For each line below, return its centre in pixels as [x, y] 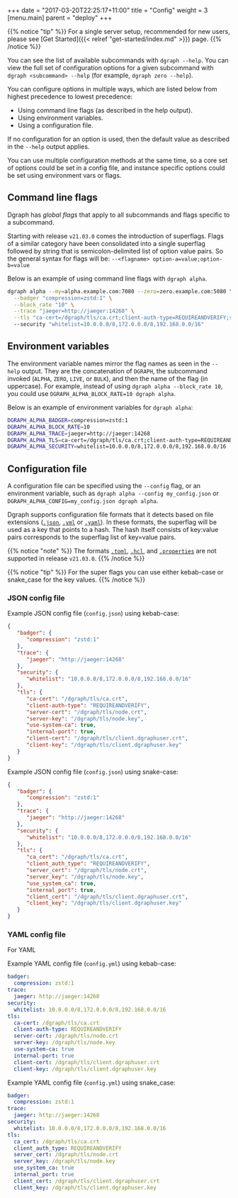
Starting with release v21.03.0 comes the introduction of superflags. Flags [116, 236]
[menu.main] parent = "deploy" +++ [59, 18]
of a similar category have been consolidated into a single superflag [106, 243]
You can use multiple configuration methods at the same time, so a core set [118, 160]
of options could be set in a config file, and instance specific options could [116, 168]
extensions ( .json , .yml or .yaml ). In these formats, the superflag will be [112, 522]
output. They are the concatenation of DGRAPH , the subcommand [114, 371]
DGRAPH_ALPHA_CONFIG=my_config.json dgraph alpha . [83, 501]
